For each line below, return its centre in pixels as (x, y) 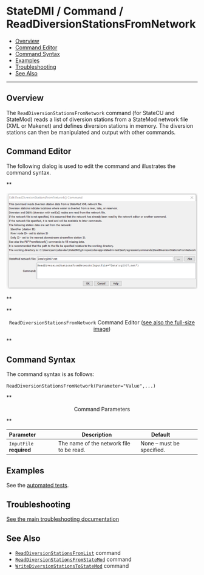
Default (161, 434)
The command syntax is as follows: (50, 374)
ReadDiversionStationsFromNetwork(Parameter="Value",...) (81, 386)
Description (97, 434)
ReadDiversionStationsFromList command (68, 553)
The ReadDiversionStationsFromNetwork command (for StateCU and (90, 113)
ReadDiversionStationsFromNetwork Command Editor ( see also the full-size (102, 322)
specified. (153, 450)
